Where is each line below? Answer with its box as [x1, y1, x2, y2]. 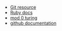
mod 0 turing [10, 15, 38, 20]
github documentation [10, 20, 57, 26]
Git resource [10, 4, 37, 10]
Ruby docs [10, 9, 33, 15]
